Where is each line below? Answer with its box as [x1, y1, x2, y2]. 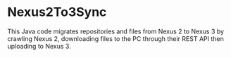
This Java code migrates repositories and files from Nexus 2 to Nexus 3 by [7, 27, 224, 35]
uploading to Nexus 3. [7, 42, 72, 50]
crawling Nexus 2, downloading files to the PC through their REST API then [7, 34, 224, 42]
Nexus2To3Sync [7, 4, 107, 20]
